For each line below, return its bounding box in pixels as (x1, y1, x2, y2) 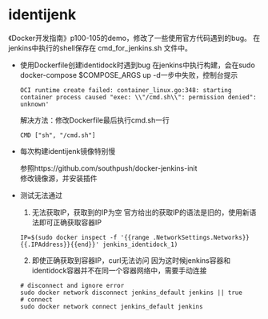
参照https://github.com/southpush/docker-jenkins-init (19, 163, 198, 173)
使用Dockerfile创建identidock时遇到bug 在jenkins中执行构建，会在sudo (19, 60, 256, 70)
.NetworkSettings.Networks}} (152, 233, 250, 241)
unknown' (19, 100, 50, 108)
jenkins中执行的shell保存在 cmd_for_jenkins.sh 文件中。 (8, 42, 192, 53)
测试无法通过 (19, 190, 62, 200)
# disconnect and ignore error (19, 281, 125, 289)
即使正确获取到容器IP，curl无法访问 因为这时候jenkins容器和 (31, 255, 230, 265)
